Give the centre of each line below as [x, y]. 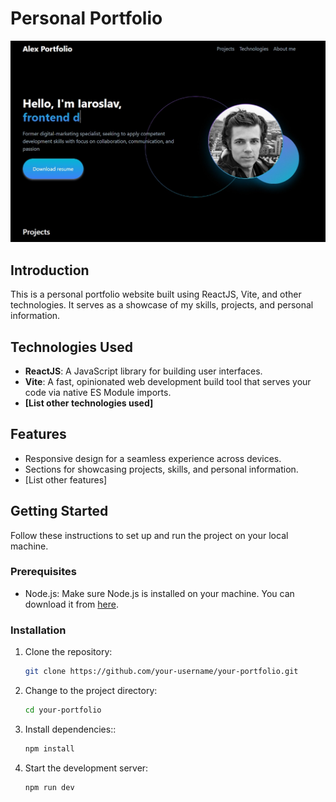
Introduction [50, 270]
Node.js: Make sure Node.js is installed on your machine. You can [159, 593]
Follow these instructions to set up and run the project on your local [149, 535]
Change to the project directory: [91, 691]
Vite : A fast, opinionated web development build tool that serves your [168, 381]
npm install [49, 748]
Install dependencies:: [70, 729]
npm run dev [49, 787]
